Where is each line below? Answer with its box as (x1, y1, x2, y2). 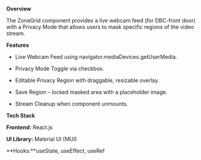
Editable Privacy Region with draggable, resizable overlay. (14, 77, 160, 84)
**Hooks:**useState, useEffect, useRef (6, 147, 105, 154)
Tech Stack (6, 112, 35, 119)
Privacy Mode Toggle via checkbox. (14, 65, 104, 72)
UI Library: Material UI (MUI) (6, 136, 77, 142)
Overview (6, 5, 31, 12)
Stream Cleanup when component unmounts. (14, 100, 129, 107)
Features (6, 42, 29, 48)
